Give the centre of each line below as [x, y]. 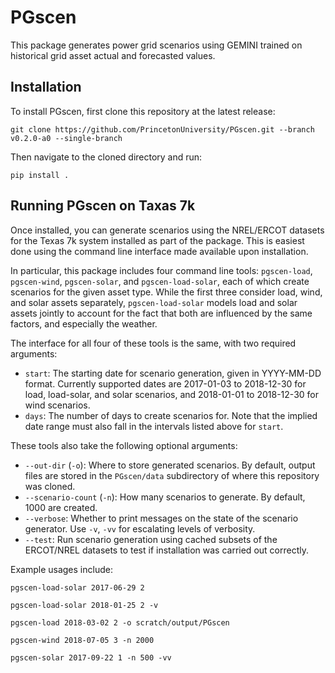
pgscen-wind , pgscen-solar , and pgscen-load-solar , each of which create [160, 281]
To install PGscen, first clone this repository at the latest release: [143, 111]
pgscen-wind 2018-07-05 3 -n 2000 [82, 640]
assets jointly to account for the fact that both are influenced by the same [161, 313]
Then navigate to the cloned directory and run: [106, 157]
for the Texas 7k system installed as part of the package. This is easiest [157, 240]
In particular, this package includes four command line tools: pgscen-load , [161, 270]
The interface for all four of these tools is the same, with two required [153, 343]
